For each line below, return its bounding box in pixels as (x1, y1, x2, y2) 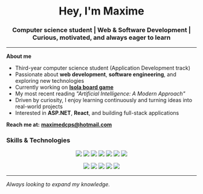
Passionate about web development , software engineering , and (14, 71, 176, 78)
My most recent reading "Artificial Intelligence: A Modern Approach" (14, 90, 185, 97)
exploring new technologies (14, 77, 85, 85)
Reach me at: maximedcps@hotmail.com (6, 121, 112, 128)
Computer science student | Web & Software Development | (11, 26, 192, 34)
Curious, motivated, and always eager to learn (32, 33, 171, 42)
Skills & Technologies (6, 136, 71, 144)
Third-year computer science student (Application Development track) (14, 65, 190, 72)
